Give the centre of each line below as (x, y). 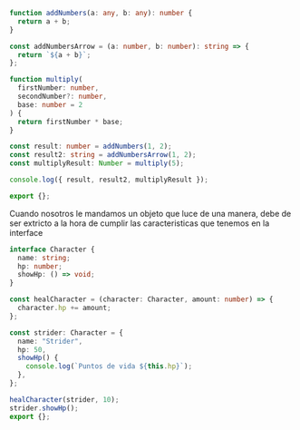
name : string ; (44, 258)
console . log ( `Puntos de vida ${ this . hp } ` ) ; (109, 366)
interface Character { (52, 249)
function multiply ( (46, 80)
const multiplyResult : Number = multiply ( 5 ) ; (97, 163)
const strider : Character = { (67, 332)
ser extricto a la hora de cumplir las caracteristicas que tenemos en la (140, 223)
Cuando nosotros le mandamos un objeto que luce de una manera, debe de (150, 213)
